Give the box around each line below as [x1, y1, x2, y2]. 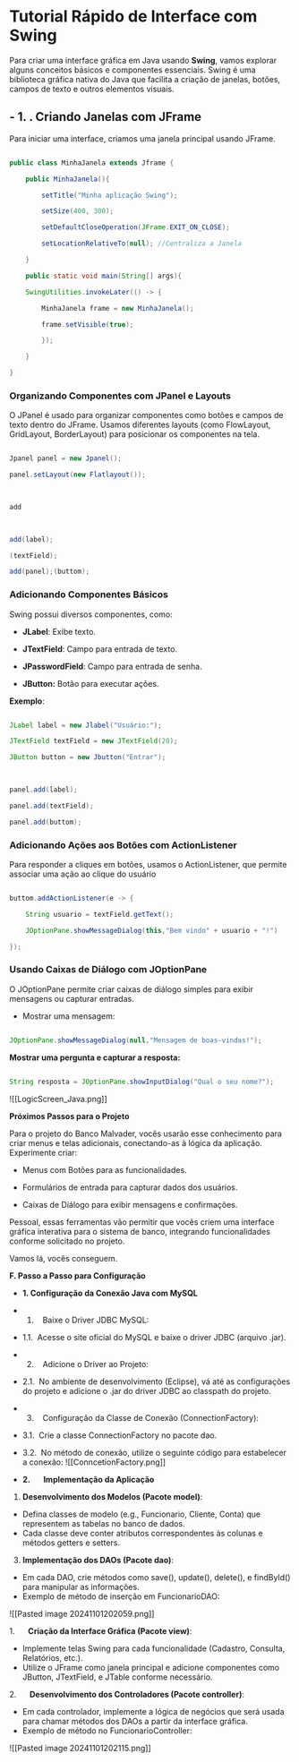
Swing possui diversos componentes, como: [9, 609, 173, 620]
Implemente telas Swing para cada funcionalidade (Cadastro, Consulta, [21, 1643, 286, 1654]
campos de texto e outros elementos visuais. [9, 83, 175, 94]
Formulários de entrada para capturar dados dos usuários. [21, 1182, 238, 1193]
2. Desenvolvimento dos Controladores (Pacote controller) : [9, 1689, 244, 1699]
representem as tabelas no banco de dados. [21, 1518, 185, 1528]
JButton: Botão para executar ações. [21, 678, 159, 689]
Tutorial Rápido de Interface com [9, 6, 258, 27]
